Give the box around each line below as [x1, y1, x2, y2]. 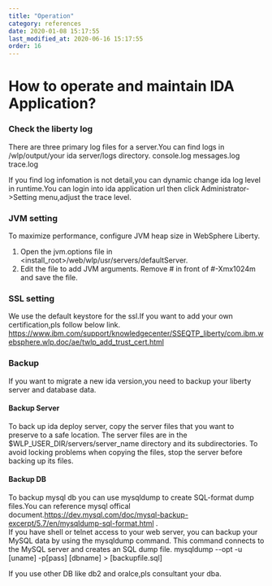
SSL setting [8, 293, 55, 304]
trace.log [8, 159, 39, 169]
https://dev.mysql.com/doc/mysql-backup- [44, 510, 189, 519]
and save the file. [19, 272, 79, 282]
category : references [8, 20, 82, 28]
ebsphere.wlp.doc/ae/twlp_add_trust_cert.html [8, 337, 165, 347]
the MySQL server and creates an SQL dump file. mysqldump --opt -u [8, 544, 243, 553]
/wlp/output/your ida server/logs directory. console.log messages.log [8, 150, 240, 160]
